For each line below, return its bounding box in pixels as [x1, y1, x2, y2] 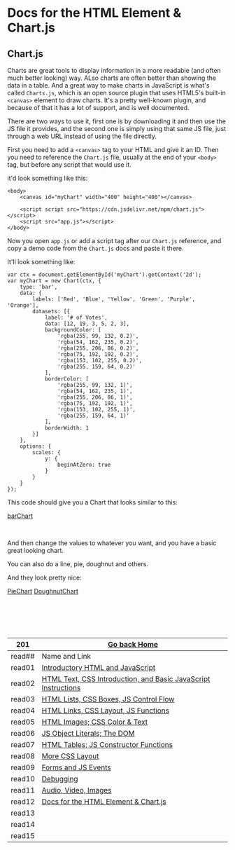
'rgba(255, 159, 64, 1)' [57, 412, 130, 419]
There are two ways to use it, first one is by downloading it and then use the [7, 117, 226, 125]
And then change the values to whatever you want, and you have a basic [7, 539, 217, 547]
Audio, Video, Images [41, 786, 112, 795]
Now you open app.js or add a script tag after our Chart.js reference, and [7, 237, 222, 245]
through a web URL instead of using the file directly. [7, 132, 157, 140]
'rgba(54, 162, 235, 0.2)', [57, 338, 139, 345]
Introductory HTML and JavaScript [41, 663, 156, 672]
